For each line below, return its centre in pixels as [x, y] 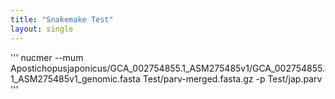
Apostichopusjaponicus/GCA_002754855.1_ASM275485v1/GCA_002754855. [168, 68]
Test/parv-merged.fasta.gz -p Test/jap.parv [232, 78]
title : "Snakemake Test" [62, 19]
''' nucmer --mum [47, 57]
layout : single [42, 29]
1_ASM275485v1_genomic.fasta [75, 78]
